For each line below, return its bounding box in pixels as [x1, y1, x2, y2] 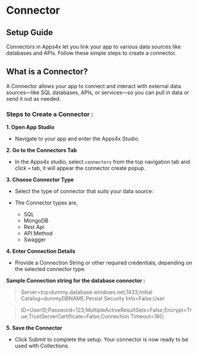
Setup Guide [6, 27, 54, 38]
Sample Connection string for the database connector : [6, 277, 146, 284]
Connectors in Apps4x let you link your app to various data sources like [6, 43, 181, 50]
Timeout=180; [130, 313, 165, 320]
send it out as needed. [6, 95, 61, 102]
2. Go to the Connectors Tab [6, 147, 77, 154]
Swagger [23, 236, 46, 243]
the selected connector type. [14, 266, 86, 273]
